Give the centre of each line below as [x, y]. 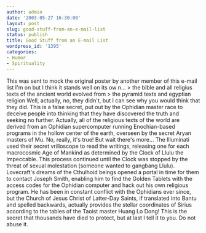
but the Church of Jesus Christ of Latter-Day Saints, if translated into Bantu [101, 198]
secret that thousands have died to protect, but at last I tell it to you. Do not [101, 218]
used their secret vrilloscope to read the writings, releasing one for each [98, 146]
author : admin [25, 12]
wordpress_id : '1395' [34, 47]
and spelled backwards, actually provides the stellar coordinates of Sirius [99, 204]
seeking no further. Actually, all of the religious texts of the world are [93, 120]
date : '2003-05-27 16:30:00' [44, 18]
